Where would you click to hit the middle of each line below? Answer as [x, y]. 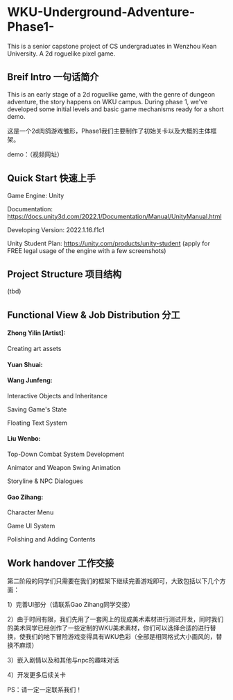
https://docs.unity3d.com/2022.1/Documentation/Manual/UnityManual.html [114, 216]
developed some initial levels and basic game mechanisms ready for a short [115, 109]
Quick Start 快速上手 [51, 178]
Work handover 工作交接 [61, 563]
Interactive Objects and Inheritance [57, 396]
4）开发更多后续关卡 [37, 674]
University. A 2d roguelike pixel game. [61, 54]
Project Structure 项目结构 [64, 274]
